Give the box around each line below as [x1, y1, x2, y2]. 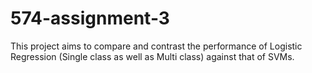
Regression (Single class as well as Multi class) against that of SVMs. [10, 50, 295, 62]
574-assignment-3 [10, 7, 170, 30]
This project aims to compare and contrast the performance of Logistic [10, 40, 303, 52]
